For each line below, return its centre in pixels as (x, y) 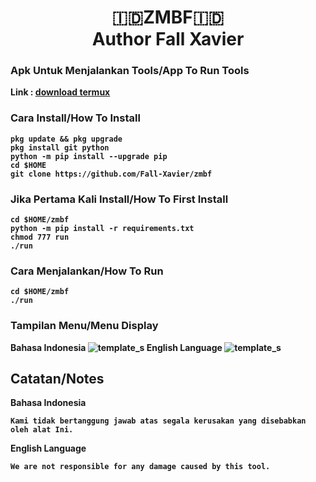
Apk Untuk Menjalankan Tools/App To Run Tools (130, 71)
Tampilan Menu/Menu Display (84, 326)
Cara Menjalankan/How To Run (87, 271)
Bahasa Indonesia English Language (116, 347)
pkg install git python (60, 147)
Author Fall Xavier (168, 39)
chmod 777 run (40, 237)
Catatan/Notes (57, 379)
